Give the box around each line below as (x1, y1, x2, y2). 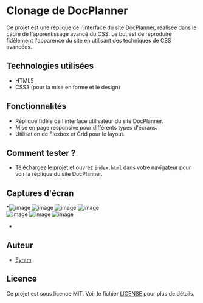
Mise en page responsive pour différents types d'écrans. (15, 124, 157, 131)
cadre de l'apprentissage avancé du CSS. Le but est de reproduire (6, 30, 172, 37)
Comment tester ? (6, 147, 76, 158)
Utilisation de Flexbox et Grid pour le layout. (15, 130, 125, 138)
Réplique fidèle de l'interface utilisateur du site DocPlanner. (15, 117, 164, 125)
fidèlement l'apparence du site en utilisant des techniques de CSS (6, 37, 171, 44)
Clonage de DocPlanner (6, 4, 128, 18)
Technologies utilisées (6, 61, 94, 71)
